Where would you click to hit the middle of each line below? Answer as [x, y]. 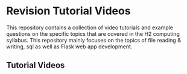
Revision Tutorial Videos [68, 11]
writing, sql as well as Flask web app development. [69, 47]
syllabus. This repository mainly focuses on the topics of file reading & [93, 40]
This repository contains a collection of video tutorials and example [90, 27]
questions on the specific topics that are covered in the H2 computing [93, 33]
